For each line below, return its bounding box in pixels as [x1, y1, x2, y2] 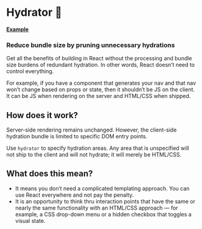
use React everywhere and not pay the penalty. [15, 191, 134, 199]
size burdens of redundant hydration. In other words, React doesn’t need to [6, 61, 195, 69]
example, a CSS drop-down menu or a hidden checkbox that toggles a [15, 210, 192, 218]
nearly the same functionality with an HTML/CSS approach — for [15, 204, 178, 211]
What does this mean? [6, 169, 93, 179]
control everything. [6, 68, 54, 75]
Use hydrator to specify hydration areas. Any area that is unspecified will [6, 144, 190, 152]
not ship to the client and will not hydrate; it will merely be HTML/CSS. [6, 151, 182, 158]
